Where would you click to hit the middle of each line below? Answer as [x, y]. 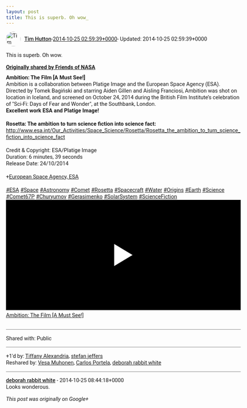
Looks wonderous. [28, 387]
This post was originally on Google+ [47, 399]
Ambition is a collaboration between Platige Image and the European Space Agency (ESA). [113, 84]
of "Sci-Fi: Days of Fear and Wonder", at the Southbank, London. [81, 104]
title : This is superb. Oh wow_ [47, 17]
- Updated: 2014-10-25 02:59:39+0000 [162, 39]
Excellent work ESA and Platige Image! [53, 110]
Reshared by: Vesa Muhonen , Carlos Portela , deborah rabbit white [84, 362]
